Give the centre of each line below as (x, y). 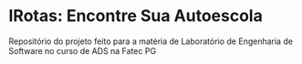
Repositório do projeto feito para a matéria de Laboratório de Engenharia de (151, 41)
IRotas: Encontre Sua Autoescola (136, 16)
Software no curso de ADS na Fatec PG (83, 50)
